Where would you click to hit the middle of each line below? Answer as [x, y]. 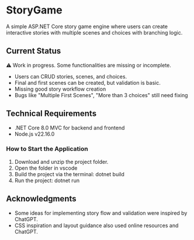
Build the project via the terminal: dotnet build [69, 174]
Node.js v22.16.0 [34, 134]
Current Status [34, 51]
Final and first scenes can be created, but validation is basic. [87, 83]
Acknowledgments [41, 199]
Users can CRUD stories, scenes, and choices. [71, 76]
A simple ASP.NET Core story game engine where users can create [87, 26]
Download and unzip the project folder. [61, 162]
